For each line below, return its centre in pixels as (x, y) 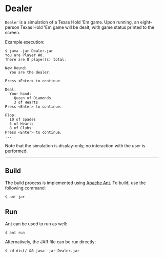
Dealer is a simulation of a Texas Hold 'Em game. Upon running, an (72, 22)
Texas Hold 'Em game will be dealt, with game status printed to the (87, 27)
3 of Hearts (26, 102)
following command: (26, 188)
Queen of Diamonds (32, 98)
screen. (13, 32)
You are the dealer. (30, 72)
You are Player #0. (25, 55)
